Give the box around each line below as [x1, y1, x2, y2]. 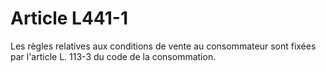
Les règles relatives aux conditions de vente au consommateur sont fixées [10, 40, 317, 52]
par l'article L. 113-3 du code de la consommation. [10, 50, 217, 62]
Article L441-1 [10, 7, 128, 30]
